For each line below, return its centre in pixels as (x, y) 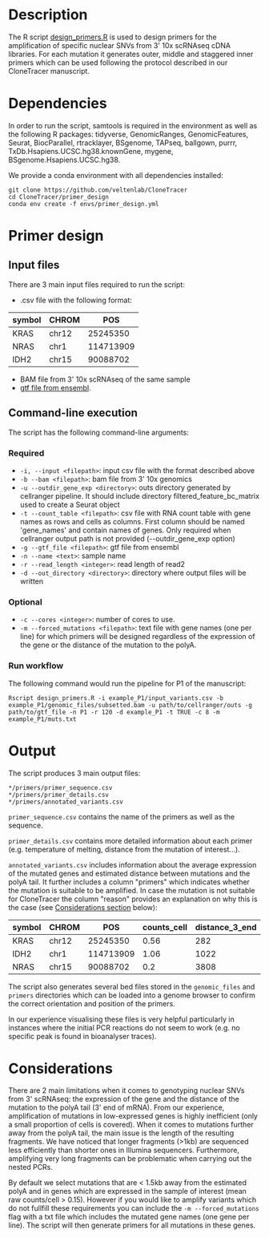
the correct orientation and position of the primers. (92, 1003)
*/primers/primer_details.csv (59, 795)
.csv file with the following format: (76, 300)
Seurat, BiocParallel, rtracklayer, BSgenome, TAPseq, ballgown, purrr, (123, 143)
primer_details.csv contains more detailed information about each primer (130, 840)
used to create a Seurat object (70, 504)
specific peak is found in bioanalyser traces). (82, 1036)
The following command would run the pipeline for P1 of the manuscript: (127, 683)
